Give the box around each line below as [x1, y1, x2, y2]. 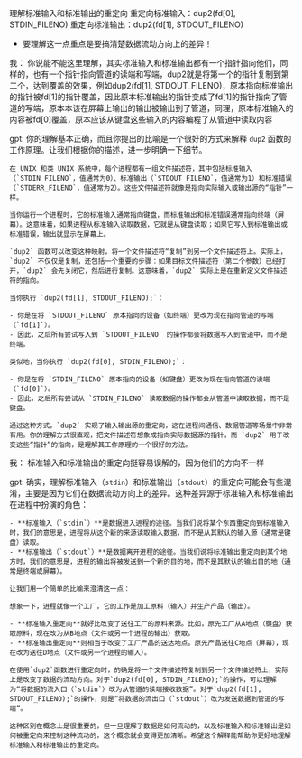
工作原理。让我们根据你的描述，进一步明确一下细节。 [9, 145, 207, 155]
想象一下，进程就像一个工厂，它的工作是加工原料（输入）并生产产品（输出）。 [9, 602, 255, 611]
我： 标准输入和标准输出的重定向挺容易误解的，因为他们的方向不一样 [9, 457, 264, 468]
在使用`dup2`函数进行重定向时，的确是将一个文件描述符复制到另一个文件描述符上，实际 [9, 666, 288, 675]
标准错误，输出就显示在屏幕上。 [9, 229, 111, 239]
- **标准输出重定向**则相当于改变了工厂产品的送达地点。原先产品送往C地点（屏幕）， [9, 639, 283, 648]
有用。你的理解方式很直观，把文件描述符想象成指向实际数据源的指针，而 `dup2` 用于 [9, 431, 284, 440]
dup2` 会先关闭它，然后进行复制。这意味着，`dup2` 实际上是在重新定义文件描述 [26, 267, 288, 276]
